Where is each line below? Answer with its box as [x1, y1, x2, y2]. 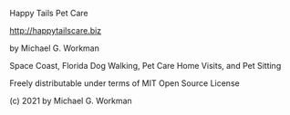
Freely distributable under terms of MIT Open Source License [9, 78, 240, 89]
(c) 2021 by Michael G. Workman [9, 95, 132, 106]
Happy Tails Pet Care [9, 8, 88, 18]
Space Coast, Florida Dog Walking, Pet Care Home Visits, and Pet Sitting [9, 61, 282, 71]
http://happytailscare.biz [9, 25, 102, 35]
